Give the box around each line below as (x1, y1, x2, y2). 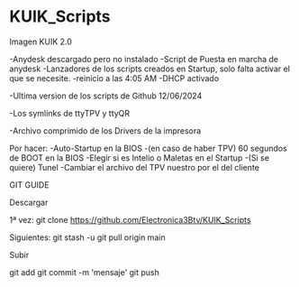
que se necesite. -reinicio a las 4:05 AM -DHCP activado (9, 72, 220, 83)
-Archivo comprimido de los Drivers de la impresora (9, 125, 202, 136)
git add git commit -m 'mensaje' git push (9, 266, 160, 277)
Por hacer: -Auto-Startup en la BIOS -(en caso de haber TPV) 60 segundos (9, 143, 288, 153)
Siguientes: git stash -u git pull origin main (9, 232, 166, 243)
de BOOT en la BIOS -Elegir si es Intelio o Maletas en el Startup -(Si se (9, 152, 270, 163)
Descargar (9, 197, 49, 208)
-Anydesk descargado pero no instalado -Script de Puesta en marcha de (9, 53, 279, 64)
